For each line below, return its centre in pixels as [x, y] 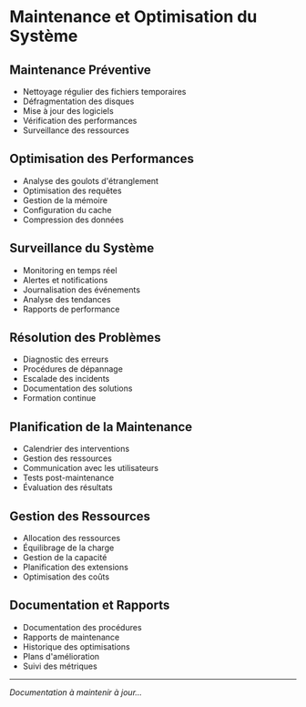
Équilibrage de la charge [68, 548]
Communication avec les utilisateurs [91, 468]
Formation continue [59, 398]
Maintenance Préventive [81, 70]
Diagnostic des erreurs [66, 359]
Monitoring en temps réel [70, 270]
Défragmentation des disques [78, 101]
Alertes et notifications [65, 280]
